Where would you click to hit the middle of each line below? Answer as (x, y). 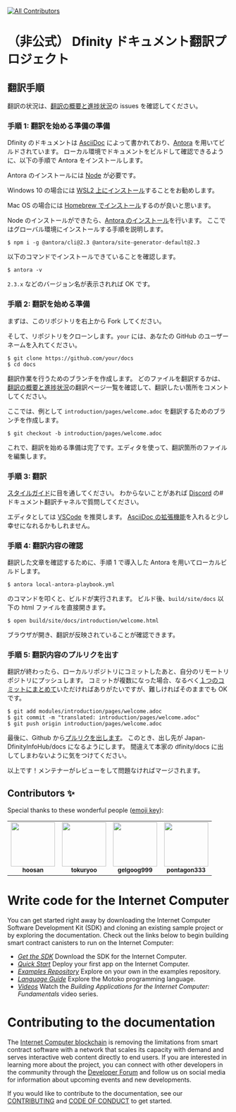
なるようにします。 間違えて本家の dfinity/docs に (145, 747)
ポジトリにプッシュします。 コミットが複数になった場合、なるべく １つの (113, 680)
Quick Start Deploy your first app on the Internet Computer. (104, 964)
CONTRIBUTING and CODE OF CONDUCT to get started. (90, 1101)
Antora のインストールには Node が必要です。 (73, 175)
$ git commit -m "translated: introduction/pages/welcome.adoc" (104, 718)
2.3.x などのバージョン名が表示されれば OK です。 (81, 284)
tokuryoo (84, 870)
